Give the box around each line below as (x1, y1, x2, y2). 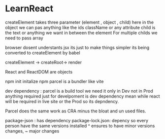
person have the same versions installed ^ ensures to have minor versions (5, 123, 155, 129)
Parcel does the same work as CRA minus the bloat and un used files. (5, 108, 146, 114)
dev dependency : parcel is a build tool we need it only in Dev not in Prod (5, 88, 154, 94)
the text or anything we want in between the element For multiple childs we (5, 30, 158, 35)
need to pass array (5, 35, 43, 41)
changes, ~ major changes (5, 128, 60, 134)
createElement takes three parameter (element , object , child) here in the (5, 19, 154, 25)
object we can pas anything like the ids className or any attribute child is (5, 24, 156, 30)
